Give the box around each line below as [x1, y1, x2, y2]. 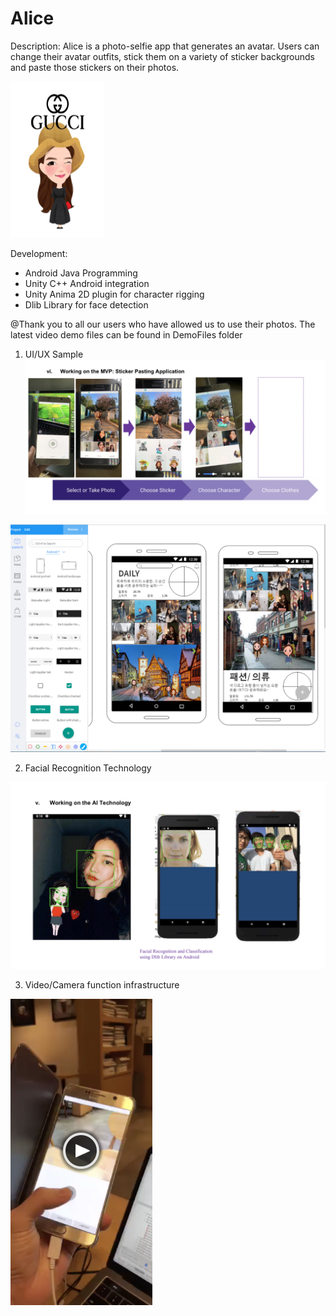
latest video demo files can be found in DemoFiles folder [10, 328, 243, 341]
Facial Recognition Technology [24, 762, 152, 774]
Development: [10, 247, 68, 259]
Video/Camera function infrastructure [24, 979, 180, 991]
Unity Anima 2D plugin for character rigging [24, 288, 205, 300]
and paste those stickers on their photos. [10, 61, 180, 73]
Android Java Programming [24, 267, 138, 279]
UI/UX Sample [24, 348, 84, 360]
